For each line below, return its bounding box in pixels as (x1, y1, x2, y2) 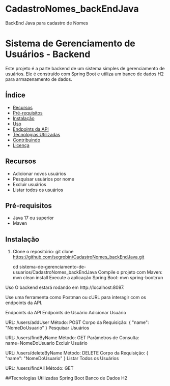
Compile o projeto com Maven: (98, 269, 163, 275)
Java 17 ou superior (12, 215, 54, 221)
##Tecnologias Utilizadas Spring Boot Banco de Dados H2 (5, 375, 128, 381)
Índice (5, 91, 25, 100)
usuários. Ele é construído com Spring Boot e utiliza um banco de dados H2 (5, 71, 164, 77)
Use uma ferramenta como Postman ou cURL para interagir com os (5, 294, 146, 301)
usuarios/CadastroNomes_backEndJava (12, 269, 97, 275)
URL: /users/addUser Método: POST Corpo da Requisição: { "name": (5, 319, 149, 325)
